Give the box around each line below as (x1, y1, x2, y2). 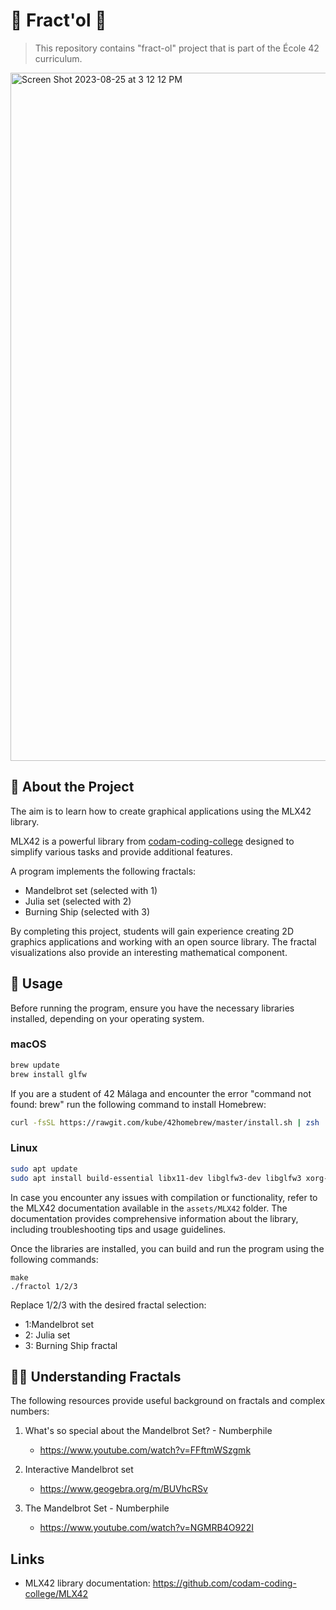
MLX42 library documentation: (24, 1577, 151, 1589)
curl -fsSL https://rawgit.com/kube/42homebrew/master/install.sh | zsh (10, 1117, 320, 1128)
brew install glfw (10, 1069, 87, 1079)
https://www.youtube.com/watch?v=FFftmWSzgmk (39, 1444, 252, 1456)
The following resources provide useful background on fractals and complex (10, 1395, 326, 1407)
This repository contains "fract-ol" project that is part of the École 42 (34, 42, 320, 54)
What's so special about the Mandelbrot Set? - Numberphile (24, 1425, 273, 1437)
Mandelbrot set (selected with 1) (24, 884, 158, 896)
